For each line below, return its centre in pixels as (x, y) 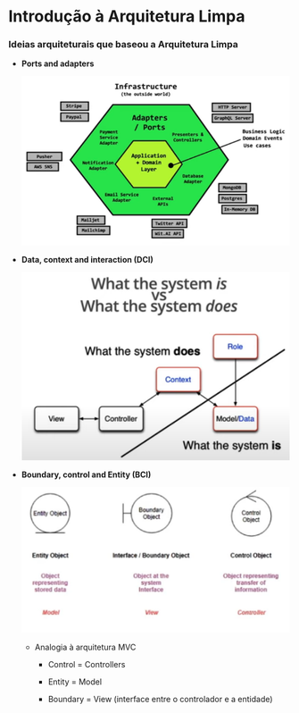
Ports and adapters (58, 63)
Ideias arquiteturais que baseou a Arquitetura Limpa (123, 45)
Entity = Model (75, 682)
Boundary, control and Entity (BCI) (86, 474)
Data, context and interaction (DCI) (87, 260)
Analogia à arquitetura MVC (85, 647)
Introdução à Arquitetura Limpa (127, 17)
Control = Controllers (87, 665)
